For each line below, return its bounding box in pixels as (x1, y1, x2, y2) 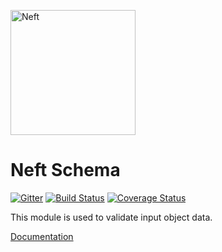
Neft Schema (10, 159, 121, 182)
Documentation (10, 230, 74, 242)
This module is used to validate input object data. (10, 211, 213, 223)
